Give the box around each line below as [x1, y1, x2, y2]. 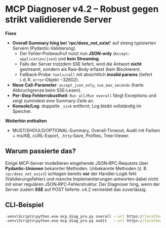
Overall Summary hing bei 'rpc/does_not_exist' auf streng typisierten [12, 40, 157, 46]
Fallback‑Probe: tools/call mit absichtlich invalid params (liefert [19, 71, 153, 77]
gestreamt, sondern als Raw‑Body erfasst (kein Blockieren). [19, 66, 141, 72]
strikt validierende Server [5, 14, 112, 25]
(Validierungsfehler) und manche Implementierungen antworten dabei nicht [5, 176, 159, 182]
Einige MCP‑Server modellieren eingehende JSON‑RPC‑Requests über [5, 160, 149, 166]
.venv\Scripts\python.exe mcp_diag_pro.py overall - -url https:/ [5, 214, 142, 219]
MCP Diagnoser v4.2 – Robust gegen [5, 3, 159, 15]
